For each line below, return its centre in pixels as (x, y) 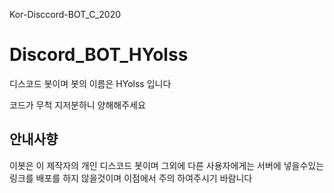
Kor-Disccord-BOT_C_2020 (65, 14)
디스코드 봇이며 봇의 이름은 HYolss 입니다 (90, 83)
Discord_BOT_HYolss (99, 55)
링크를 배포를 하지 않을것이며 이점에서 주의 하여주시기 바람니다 (131, 178)
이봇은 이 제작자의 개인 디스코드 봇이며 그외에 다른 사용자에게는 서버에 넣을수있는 (167, 165)
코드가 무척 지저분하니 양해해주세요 (77, 105)
